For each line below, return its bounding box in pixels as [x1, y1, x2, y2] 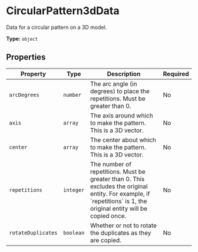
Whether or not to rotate [90, 221, 157, 230]
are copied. [90, 236, 122, 244]
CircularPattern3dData [6, 4, 120, 18]
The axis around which [90, 111, 153, 119]
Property [20, 70, 46, 78]
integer [62, 186, 85, 193]
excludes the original [90, 182, 148, 190]
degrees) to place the [90, 87, 150, 95]
